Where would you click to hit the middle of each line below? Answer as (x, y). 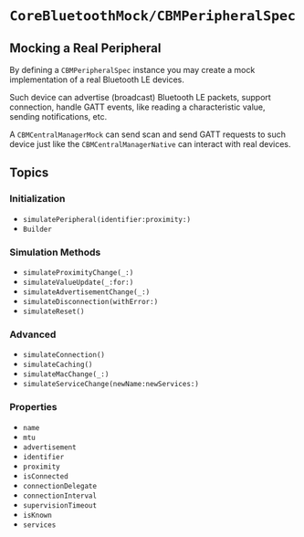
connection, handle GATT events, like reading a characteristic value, (138, 107)
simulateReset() (53, 311)
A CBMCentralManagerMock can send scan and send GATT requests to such (147, 134)
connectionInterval (60, 496)
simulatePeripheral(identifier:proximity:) (107, 219)
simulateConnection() (63, 355)
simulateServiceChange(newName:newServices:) (110, 384)
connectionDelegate (60, 486)
